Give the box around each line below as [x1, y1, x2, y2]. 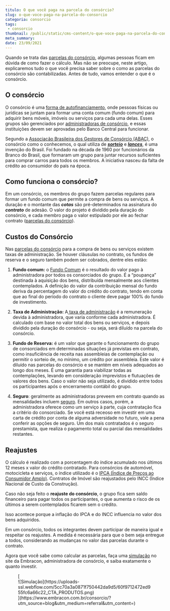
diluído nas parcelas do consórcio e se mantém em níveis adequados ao [12, 362, 163, 368]
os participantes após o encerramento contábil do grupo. [12, 383, 132, 390]
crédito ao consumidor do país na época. [5, 163, 91, 169]
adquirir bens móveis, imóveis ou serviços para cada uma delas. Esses [5, 115, 153, 121]
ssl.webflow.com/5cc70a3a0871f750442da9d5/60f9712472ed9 [18, 584, 151, 590]
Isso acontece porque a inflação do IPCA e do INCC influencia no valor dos [5, 511, 162, 517]
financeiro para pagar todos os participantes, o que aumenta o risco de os [5, 496, 160, 502]
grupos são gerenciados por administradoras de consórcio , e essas [5, 120, 146, 126]
